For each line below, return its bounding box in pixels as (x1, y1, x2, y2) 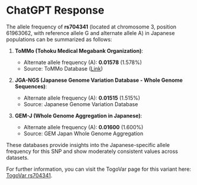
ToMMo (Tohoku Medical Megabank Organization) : (14, 47, 144, 54)
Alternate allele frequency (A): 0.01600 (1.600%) (23, 123, 144, 130)
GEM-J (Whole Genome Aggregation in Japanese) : (14, 112, 142, 119)
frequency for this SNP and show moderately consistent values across (6, 148, 178, 155)
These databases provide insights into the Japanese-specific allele (6, 141, 170, 148)
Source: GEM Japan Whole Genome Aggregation (23, 130, 144, 137)
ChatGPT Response (6, 4, 105, 17)
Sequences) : (14, 82, 47, 90)
